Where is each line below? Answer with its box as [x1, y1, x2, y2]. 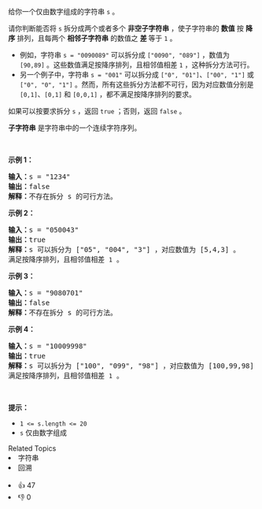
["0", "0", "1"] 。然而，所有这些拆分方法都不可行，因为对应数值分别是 [19, 80, 254, 89]
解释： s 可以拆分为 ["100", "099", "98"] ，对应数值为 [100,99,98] [8, 362, 254, 370]
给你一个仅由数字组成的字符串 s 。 [8, 7, 120, 16]
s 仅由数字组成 [19, 428, 67, 437]
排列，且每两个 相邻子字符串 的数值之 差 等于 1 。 [17, 34, 177, 43]
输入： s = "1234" [8, 173, 71, 181]
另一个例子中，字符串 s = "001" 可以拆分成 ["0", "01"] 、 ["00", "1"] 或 [19, 70, 254, 79]
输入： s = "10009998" [8, 342, 88, 351]
